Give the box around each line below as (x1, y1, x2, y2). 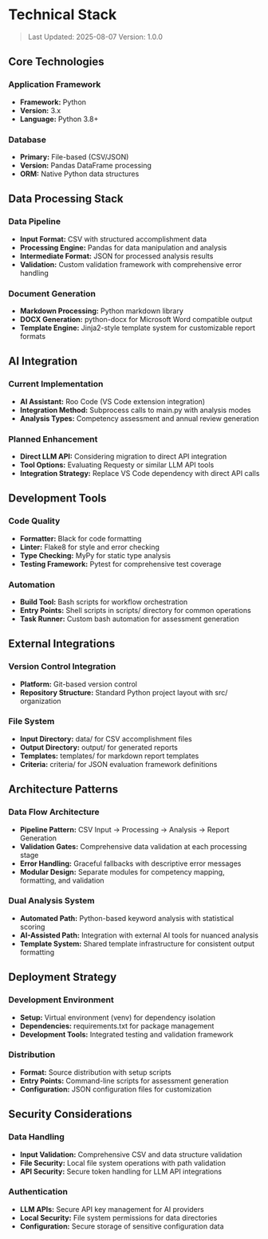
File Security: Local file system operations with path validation (19, 1158, 226, 1167)
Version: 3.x (19, 105, 61, 115)
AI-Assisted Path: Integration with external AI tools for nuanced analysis (19, 930, 259, 940)
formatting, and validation (19, 875, 105, 885)
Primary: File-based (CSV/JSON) (19, 151, 129, 161)
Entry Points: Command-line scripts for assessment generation (19, 1076, 229, 1085)
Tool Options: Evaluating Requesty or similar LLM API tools (19, 460, 215, 470)
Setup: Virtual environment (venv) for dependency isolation (19, 1013, 216, 1022)
